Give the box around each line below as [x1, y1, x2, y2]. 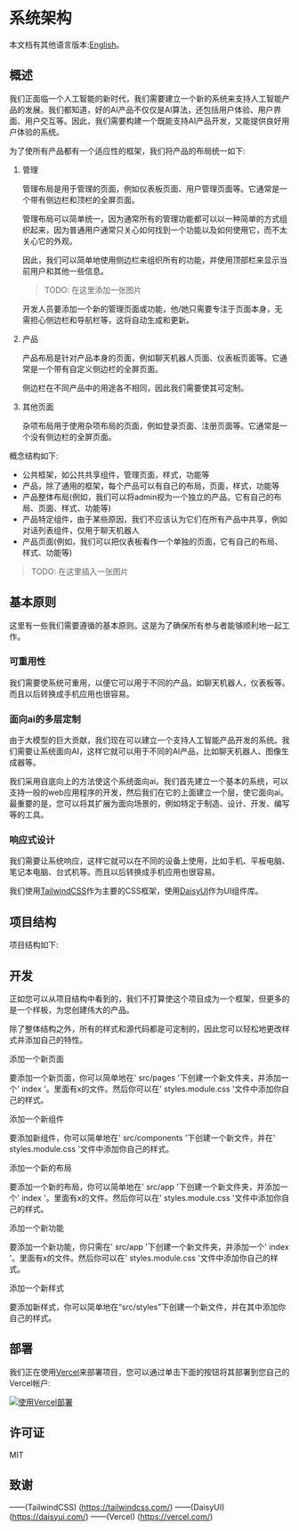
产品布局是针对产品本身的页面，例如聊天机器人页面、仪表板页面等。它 [21, 352, 280, 363]
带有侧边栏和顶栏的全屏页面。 [29, 194, 140, 205]
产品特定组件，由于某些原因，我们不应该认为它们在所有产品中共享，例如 [21, 514, 287, 524]
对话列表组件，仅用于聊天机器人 [21, 524, 140, 535]
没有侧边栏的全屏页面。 [29, 431, 117, 441]
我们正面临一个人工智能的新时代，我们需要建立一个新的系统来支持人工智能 [9, 93, 282, 103]
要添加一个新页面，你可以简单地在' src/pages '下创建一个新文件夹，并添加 [9, 1073, 282, 1083]
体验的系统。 [16, 126, 64, 137]
